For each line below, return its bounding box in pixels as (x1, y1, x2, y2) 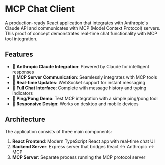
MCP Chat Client (5, 3, 75, 15)
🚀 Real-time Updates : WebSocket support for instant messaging (12, 79, 146, 85)
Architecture (5, 115, 46, 124)
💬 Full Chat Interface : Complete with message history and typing (12, 85, 147, 91)
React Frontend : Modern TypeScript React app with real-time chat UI (12, 138, 155, 144)
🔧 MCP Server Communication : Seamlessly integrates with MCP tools (12, 74, 157, 80)
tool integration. (5, 36, 38, 42)
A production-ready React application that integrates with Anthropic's (5, 20, 148, 26)
